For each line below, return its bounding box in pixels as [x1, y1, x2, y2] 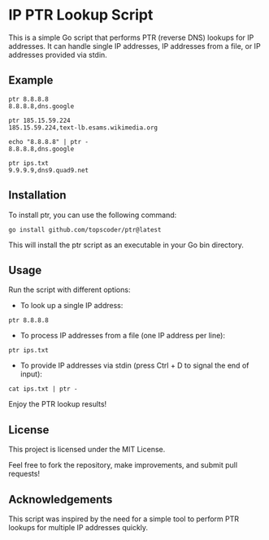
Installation [8, 189, 67, 202]
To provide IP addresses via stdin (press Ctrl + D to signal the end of [20, 360, 249, 371]
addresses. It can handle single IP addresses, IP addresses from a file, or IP [8, 41, 262, 50]
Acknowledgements [8, 492, 113, 506]
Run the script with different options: [8, 285, 131, 294]
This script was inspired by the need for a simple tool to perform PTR [8, 514, 240, 524]
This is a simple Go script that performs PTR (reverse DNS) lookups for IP [8, 33, 254, 42]
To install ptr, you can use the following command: [8, 210, 177, 220]
